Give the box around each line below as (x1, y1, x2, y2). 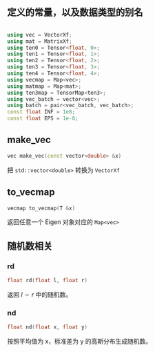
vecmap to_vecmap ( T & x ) (7, 205, 76, 212)
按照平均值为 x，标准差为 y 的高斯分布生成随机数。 (7, 337, 152, 346)
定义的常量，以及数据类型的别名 (7, 6, 143, 19)
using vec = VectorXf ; (7, 31, 72, 38)
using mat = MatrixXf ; (7, 37, 72, 45)
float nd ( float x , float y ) (7, 324, 88, 331)
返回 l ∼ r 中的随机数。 (7, 290, 72, 299)
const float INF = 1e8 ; (7, 109, 76, 115)
